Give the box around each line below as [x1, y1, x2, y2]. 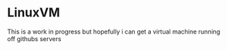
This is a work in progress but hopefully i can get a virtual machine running [7, 27, 221, 36]
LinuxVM [7, 5, 60, 21]
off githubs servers [7, 34, 62, 42]
